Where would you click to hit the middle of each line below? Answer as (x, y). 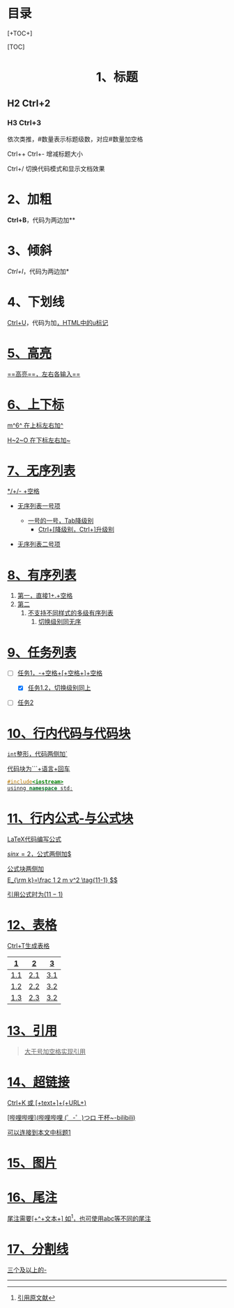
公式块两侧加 (25, 869)
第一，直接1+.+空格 (45, 596)
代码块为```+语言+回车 (39, 769)
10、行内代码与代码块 (69, 733)
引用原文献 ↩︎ (36, 1298)
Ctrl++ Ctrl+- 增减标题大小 (45, 154)
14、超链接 (39, 1082)
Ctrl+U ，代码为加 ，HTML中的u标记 (58, 322)
